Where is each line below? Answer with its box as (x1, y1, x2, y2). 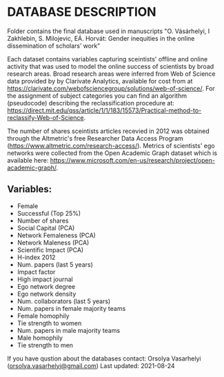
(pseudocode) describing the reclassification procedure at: (7, 99, 174, 107)
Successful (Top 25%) (17, 209, 81, 217)
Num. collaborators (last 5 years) (17, 297, 111, 305)
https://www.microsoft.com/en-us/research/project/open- (50, 156, 216, 164)
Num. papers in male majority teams (17, 326, 121, 334)
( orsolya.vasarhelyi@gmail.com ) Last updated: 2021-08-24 (7, 361, 175, 369)
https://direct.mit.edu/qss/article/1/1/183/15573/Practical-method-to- (7, 106, 202, 114)
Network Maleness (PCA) (17, 238, 90, 247)
